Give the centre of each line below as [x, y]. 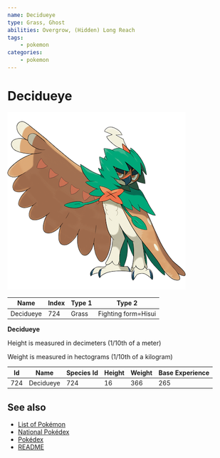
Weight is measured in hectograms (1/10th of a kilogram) [90, 357]
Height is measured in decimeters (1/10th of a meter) [84, 343]
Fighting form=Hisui [127, 314]
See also [27, 407]
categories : [25, 53]
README [31, 447]
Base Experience [184, 373]
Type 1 [82, 303]
